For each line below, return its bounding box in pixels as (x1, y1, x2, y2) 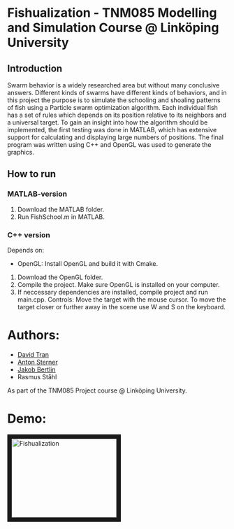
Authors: (7, 327, 60, 344)
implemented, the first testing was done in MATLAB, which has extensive (7, 126, 217, 134)
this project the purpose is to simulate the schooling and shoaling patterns (7, 96, 221, 104)
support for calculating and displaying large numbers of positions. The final (7, 133, 224, 141)
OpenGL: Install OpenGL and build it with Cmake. (17, 259, 159, 267)
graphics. (7, 148, 35, 156)
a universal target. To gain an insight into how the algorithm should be (7, 118, 208, 127)
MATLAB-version (7, 189, 68, 199)
